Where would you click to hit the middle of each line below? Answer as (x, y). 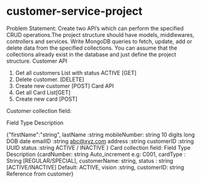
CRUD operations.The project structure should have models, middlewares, (100, 34)
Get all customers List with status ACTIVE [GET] (76, 72)
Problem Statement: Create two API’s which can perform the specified (95, 28)
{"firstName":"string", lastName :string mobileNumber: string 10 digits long (101, 134)
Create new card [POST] (46, 99)
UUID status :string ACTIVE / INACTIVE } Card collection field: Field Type (98, 147)
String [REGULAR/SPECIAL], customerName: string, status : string (90, 160)
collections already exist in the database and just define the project (91, 54)
